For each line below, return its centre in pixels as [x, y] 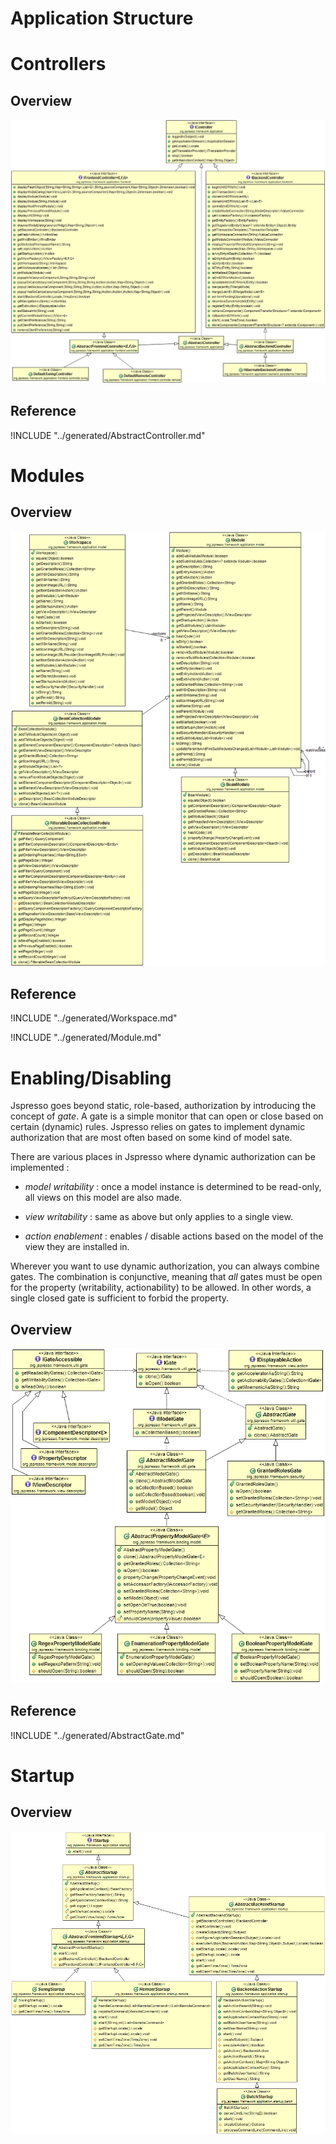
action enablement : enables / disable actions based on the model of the [174, 1236]
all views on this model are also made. [103, 1198]
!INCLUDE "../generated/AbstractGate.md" [97, 1735]
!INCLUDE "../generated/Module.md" [86, 1038]
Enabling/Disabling [91, 1078]
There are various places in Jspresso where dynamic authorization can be [163, 1157]
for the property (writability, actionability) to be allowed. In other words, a [161, 1288]
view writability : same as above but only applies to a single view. [158, 1217]
